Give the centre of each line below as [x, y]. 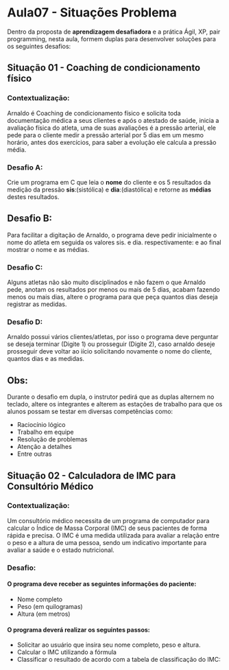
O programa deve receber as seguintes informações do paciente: [102, 584]
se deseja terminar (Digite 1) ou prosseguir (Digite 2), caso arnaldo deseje [111, 344]
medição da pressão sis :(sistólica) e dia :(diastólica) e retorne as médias [109, 189]
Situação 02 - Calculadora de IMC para [92, 475]
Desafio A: [25, 167]
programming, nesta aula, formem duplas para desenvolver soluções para [111, 38]
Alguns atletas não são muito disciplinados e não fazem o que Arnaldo [106, 282]
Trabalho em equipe [45, 432]
